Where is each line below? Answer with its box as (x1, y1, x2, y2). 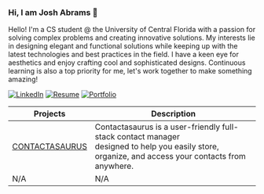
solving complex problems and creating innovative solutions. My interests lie (8, 33, 255, 42)
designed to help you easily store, (94, 141, 219, 152)
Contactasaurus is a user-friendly (94, 121, 221, 132)
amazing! (8, 74, 38, 84)
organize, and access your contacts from (94, 151, 246, 162)
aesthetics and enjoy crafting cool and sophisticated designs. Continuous (8, 58, 246, 67)
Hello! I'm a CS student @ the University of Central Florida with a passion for (8, 25, 256, 34)
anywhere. (94, 160, 134, 171)
